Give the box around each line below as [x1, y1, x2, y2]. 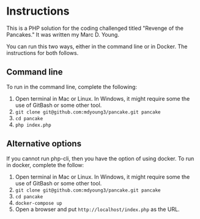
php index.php [15, 122, 51, 128]
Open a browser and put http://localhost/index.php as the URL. [15, 206, 180, 213]
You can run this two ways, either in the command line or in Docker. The [6, 43, 188, 50]
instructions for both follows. [6, 49, 79, 56]
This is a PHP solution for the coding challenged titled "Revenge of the [6, 24, 183, 32]
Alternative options [6, 138, 81, 149]
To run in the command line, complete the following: [6, 83, 138, 90]
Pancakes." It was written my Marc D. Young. [6, 31, 119, 38]
